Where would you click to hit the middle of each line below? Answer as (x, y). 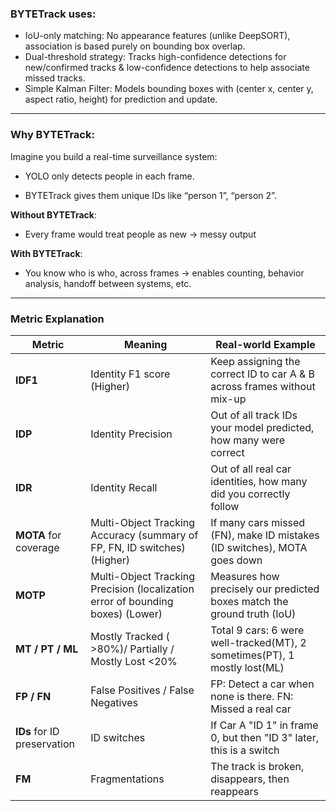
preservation (45, 744)
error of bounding (132, 601)
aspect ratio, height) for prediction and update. (121, 99)
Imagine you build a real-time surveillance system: (114, 156)
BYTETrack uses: (53, 14)
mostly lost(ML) (247, 667)
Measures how (245, 576)
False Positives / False (142, 690)
